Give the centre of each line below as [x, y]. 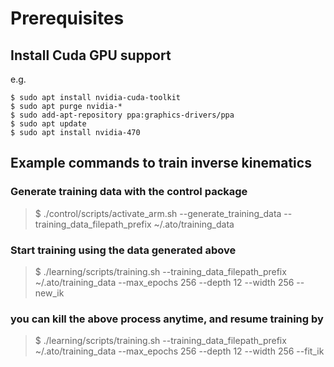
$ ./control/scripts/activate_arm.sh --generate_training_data [158, 213]
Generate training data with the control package [129, 192]
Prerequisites [67, 18]
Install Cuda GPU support [91, 55]
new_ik [49, 293]
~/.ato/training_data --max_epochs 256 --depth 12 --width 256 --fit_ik [179, 351]
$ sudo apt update [48, 124]
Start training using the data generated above [123, 250]
